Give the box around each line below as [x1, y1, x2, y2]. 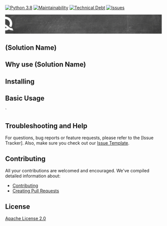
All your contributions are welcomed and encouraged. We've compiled [5, 168, 150, 174]
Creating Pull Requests [12, 188, 60, 194]
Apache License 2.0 [5, 215, 46, 221]
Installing [5, 77, 35, 85]
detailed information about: [5, 173, 61, 179]
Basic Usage [5, 94, 45, 103]
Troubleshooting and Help [5, 122, 88, 130]
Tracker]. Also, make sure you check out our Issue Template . [5, 140, 130, 146]
